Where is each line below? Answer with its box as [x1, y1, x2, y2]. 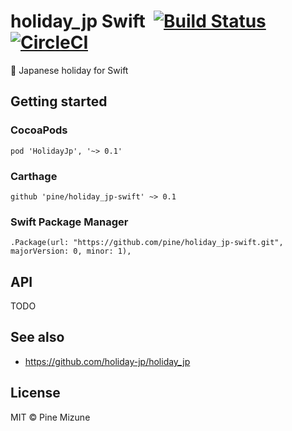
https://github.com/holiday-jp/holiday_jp [24, 355, 191, 367]
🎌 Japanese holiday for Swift [10, 64, 129, 76]
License [10, 385, 61, 402]
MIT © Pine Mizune [10, 411, 91, 423]
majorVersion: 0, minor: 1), [10, 246, 132, 257]
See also [10, 329, 65, 346]
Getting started [10, 93, 108, 110]
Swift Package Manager [10, 215, 129, 229]
